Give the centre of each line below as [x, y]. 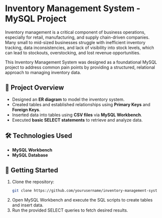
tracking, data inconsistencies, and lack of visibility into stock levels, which [80, 47]
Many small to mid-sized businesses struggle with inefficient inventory [75, 42]
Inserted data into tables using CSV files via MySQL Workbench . [77, 115]
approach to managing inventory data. [43, 72]
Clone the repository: [33, 182]
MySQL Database [30, 155]
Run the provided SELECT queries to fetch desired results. [70, 210]
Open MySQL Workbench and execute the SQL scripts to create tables [82, 200]
